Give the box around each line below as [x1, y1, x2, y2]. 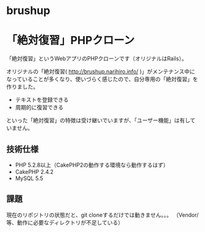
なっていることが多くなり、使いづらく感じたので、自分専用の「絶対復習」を [6, 76, 198, 83]
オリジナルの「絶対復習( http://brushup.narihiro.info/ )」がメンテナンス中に [6, 68, 195, 75]
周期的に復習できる [15, 104, 64, 111]
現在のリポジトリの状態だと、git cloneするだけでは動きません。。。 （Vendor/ [6, 211, 199, 219]
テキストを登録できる [15, 96, 69, 104]
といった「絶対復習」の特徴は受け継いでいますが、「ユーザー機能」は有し [6, 117, 190, 124]
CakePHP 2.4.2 [15, 168, 54, 175]
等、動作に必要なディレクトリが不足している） [6, 219, 124, 226]
